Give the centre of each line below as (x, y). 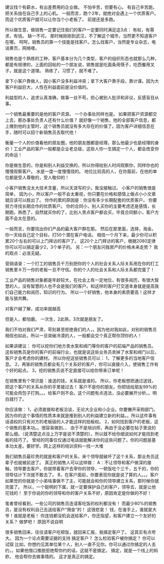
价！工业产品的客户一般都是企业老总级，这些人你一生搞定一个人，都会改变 (80, 149)
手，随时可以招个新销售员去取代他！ (41, 132)
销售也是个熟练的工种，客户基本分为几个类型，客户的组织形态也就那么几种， (82, 58)
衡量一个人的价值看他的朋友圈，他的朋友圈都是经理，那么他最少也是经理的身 (82, 143)
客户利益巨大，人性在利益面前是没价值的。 (48, 87)
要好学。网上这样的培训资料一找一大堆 (65, 446)
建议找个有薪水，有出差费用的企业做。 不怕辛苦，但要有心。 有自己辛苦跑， (81, 7)
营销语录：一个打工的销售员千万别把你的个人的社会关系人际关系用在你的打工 (82, 263)
